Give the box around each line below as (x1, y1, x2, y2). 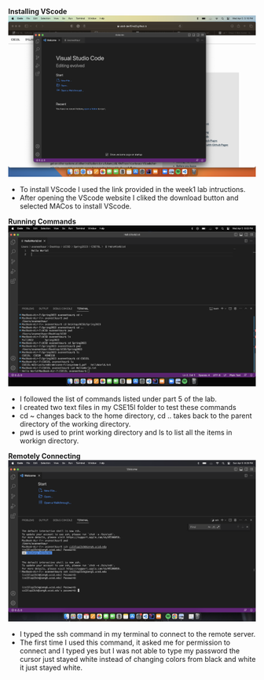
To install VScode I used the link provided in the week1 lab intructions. (19, 184, 246, 194)
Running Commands (8, 216, 77, 226)
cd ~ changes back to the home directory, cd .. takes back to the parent (19, 411, 253, 420)
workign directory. (19, 436, 79, 445)
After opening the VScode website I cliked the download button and (19, 193, 239, 202)
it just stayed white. (19, 663, 83, 672)
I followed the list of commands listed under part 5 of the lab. (19, 394, 218, 404)
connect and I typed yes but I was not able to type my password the (19, 645, 240, 656)
